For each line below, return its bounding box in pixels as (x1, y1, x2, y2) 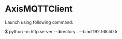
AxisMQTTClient (5, 3, 73, 14)
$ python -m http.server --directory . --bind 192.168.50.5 (5, 28, 118, 34)
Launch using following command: (5, 19, 73, 25)
